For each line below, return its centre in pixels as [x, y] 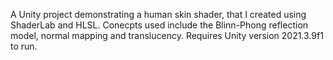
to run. [24, 46]
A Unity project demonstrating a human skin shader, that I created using [158, 14]
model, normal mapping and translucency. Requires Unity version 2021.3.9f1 [167, 35]
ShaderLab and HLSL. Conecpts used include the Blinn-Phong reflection [159, 25]
